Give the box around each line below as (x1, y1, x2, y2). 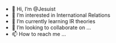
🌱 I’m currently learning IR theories (11, 18, 95, 24)
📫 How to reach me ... (11, 31, 66, 37)
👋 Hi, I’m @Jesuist (11, 6, 56, 12)
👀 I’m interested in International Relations (11, 12, 111, 19)
